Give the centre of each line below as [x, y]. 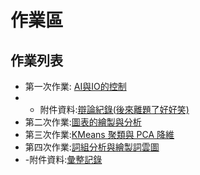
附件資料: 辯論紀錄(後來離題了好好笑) [114, 109]
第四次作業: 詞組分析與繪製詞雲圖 [92, 147]
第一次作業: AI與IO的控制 [75, 86]
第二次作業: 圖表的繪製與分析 [83, 122]
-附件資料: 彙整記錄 [63, 159]
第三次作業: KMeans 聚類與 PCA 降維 [99, 134]
